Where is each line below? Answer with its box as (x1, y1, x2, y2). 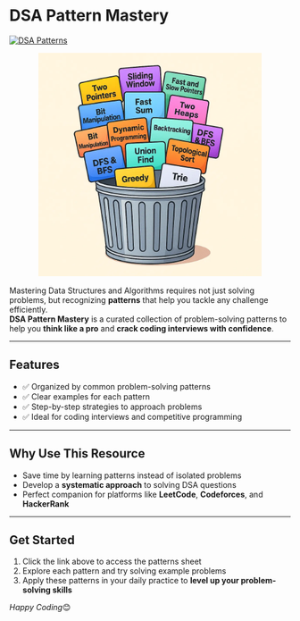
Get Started (9, 533, 75, 548)
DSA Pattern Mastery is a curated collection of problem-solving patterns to (9, 314, 287, 324)
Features (9, 357, 60, 373)
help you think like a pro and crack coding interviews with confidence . (9, 323, 274, 333)
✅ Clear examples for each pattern (21, 390, 150, 402)
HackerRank (21, 498, 70, 509)
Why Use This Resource (9, 446, 146, 461)
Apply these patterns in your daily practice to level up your (21, 575, 239, 586)
